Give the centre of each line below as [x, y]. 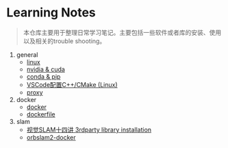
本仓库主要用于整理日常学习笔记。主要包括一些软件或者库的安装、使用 [122, 32]
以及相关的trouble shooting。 [64, 41]
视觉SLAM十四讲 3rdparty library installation [89, 129]
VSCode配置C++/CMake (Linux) [72, 84]
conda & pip [43, 76]
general [27, 54]
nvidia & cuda [46, 69]
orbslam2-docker [51, 137]
